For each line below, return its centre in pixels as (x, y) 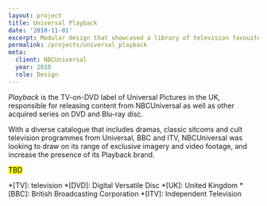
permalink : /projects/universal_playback (78, 45)
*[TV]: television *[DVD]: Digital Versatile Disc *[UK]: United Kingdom (123, 185)
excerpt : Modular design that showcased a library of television (118, 38)
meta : (17, 52)
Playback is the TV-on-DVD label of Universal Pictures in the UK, (114, 97)
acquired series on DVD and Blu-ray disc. (76, 114)
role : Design (37, 74)
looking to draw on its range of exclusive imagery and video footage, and (128, 146)
